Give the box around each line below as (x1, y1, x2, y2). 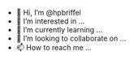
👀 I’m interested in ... (15, 16, 85, 26)
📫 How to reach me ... (15, 43, 92, 52)
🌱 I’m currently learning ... (15, 25, 103, 34)
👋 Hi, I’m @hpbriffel (15, 8, 81, 17)
